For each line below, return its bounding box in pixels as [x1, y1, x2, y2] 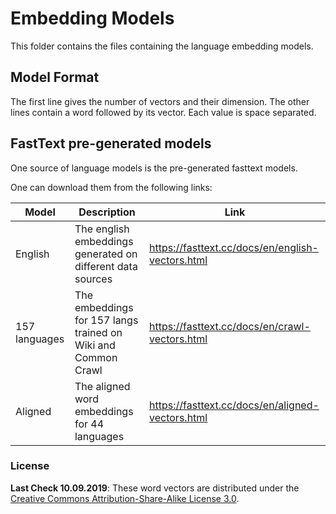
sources [74, 272, 113, 286]
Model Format [10, 69, 100, 86]
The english [74, 222, 130, 236]
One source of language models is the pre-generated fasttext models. [10, 162, 298, 174]
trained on [74, 325, 123, 339]
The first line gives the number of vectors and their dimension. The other [10, 95, 310, 107]
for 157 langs [74, 313, 139, 327]
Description [78, 205, 136, 219]
